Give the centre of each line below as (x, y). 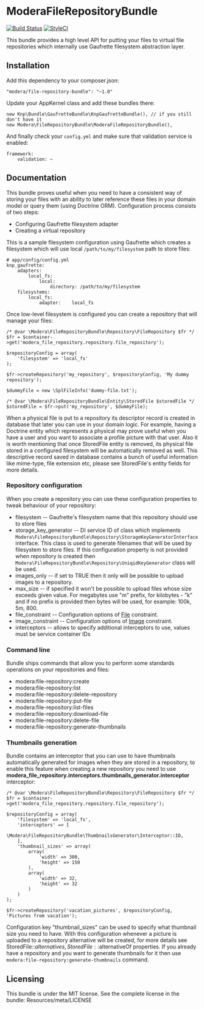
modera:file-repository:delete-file (57, 720)
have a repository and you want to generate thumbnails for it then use (94, 953)
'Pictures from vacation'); (42, 916)
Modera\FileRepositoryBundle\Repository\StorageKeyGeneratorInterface (107, 537)
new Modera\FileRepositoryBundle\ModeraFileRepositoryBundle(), (90, 125)
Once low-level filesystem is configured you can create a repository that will (102, 314)
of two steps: (23, 212)
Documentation (37, 178)
